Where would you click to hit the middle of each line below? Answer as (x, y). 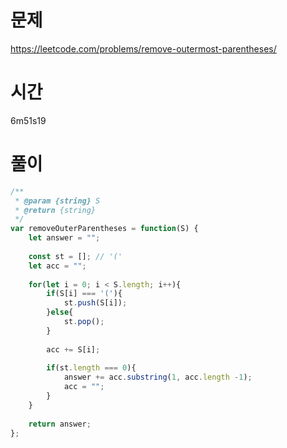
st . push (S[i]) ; (95, 303)
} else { (60, 312)
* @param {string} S (57, 201)
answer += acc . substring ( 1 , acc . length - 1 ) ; (158, 377)
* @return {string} (55, 210)
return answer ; (60, 424)
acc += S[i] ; (73, 349)
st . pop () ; (84, 322)
